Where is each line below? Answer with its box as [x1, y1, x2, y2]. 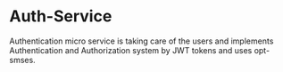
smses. [9, 54, 36, 65]
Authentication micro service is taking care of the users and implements [9, 36, 274, 46]
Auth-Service [9, 6, 112, 27]
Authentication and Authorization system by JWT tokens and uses [9, 44, 253, 55]
